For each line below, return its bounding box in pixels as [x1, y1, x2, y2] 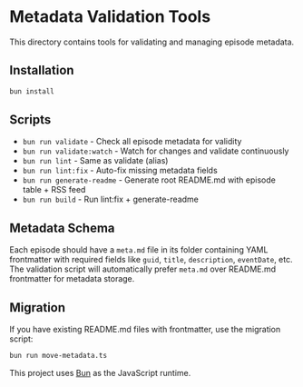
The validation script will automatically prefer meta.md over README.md [9, 263, 277, 274]
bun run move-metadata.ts [9, 352, 107, 361]
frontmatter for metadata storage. [9, 273, 135, 284]
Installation [9, 63, 74, 78]
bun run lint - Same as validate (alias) [22, 155, 169, 166]
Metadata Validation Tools [9, 6, 211, 27]
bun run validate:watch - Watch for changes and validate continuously [22, 145, 289, 156]
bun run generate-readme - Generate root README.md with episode [22, 174, 277, 185]
